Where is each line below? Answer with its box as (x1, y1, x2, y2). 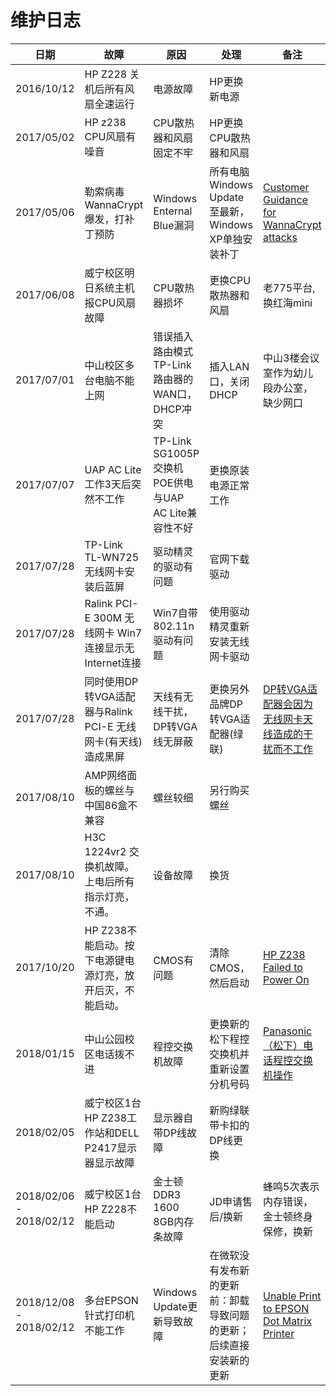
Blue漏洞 (153, 218, 195, 232)
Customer (263, 180, 310, 194)
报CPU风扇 (84, 296, 137, 310)
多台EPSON (84, 1293, 139, 1307)
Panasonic (263, 1024, 313, 1038)
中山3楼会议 (263, 351, 320, 365)
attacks (263, 230, 298, 244)
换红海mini (263, 296, 313, 310)
